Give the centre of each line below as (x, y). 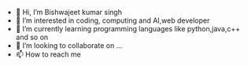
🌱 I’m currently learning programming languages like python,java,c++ (128, 29)
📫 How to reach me (48, 54)
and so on (32, 37)
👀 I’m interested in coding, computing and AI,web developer (113, 20)
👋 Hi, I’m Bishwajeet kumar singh (68, 12)
